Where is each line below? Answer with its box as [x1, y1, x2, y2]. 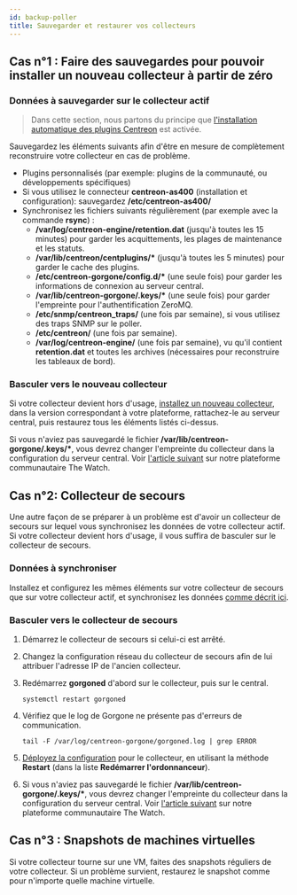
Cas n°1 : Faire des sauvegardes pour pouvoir [9, 54, 265, 69]
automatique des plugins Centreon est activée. [30, 124, 202, 135]
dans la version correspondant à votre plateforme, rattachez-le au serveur [9, 408, 281, 418]
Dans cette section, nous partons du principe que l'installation [30, 114, 258, 125]
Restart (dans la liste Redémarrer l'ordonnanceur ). [21, 761, 211, 772]
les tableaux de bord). [35, 356, 116, 367]
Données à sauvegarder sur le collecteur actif [9, 94, 210, 106]
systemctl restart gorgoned [21, 695, 126, 704]
